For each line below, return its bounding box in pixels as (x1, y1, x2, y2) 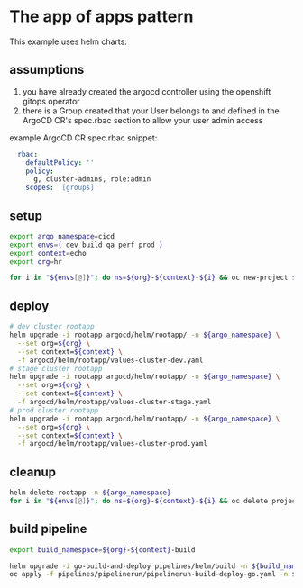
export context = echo (9, 249, 87, 258)
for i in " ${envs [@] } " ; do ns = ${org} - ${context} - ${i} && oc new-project (9, 273, 289, 283)
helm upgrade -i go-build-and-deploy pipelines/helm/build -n (9, 561, 248, 571)
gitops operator (22, 95, 80, 106)
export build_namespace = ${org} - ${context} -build (9, 545, 196, 555)
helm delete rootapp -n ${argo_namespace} (9, 488, 171, 497)
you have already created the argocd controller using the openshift (22, 86, 271, 96)
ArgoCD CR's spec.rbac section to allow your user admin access (22, 114, 263, 125)
